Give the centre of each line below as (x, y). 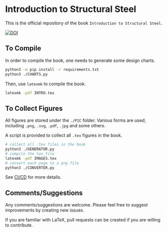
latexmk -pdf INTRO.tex (30, 93)
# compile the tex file (30, 154)
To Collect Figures (34, 108)
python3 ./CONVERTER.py (30, 168)
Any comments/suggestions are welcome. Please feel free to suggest (77, 205)
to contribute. (19, 225)
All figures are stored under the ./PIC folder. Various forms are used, (76, 120)
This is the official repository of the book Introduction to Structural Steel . (84, 23)
